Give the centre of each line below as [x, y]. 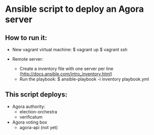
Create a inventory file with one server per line [66, 68]
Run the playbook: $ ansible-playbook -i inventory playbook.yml [84, 79]
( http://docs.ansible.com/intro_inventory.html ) [66, 74]
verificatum [31, 117]
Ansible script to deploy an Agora [75, 9]
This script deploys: [36, 95]
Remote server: [28, 59]
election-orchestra [38, 111]
